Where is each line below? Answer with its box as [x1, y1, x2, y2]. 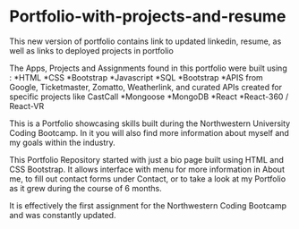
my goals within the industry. [9, 137, 116, 148]
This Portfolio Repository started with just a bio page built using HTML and [9, 154, 285, 165]
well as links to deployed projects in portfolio [9, 45, 175, 55]
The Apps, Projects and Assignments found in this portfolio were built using [9, 63, 288, 73]
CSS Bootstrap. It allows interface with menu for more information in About [9, 164, 285, 174]
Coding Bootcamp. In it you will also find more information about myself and [9, 127, 289, 138]
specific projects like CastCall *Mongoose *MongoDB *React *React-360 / [9, 91, 289, 102]
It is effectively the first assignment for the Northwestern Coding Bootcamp [9, 199, 287, 211]
